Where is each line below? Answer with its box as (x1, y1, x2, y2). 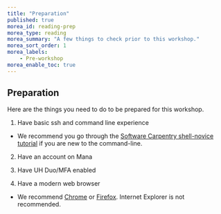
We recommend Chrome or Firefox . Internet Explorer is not (17, 193, 185, 201)
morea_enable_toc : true (7, 61, 76, 68)
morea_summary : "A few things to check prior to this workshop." (7, 36, 200, 43)
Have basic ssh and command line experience (17, 119, 149, 127)
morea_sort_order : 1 (7, 42, 67, 49)
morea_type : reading (7, 29, 67, 37)
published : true (7, 17, 54, 23)
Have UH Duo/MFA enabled (17, 166, 96, 175)
